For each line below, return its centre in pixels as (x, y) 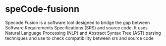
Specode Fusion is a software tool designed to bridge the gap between (78, 23)
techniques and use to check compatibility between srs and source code (79, 38)
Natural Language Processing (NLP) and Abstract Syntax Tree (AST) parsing (83, 33)
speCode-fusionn (42, 9)
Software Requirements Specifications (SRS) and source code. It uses (76, 27)
